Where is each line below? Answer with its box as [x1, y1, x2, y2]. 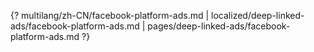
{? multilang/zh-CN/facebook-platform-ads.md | [10, 10, 210, 21]
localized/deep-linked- [211, 10, 305, 21]
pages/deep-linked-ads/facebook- [147, 20, 291, 32]
